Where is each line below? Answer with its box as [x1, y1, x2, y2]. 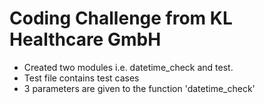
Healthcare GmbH [9, 28, 162, 51]
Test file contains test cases [23, 72, 140, 84]
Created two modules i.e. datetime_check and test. [23, 61, 234, 73]
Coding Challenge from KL [9, 7, 233, 30]
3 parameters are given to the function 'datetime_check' [23, 82, 256, 94]
